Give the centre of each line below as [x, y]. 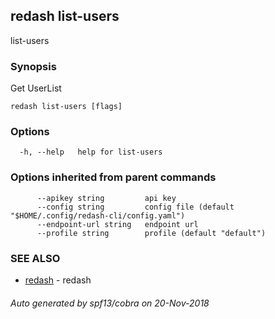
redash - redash [58, 280]
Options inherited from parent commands [113, 177]
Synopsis [33, 66]
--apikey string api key [106, 198]
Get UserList [36, 88]
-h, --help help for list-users [91, 152]
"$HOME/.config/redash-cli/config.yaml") [98, 215]
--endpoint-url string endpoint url [117, 224]
